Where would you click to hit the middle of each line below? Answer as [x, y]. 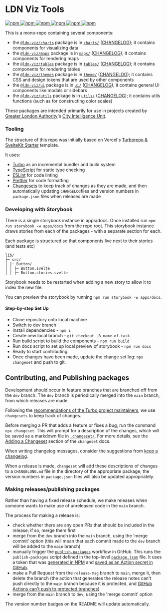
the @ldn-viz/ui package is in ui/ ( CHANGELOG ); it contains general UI [86, 85]
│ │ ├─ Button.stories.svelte [37, 273]
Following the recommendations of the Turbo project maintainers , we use [80, 410]
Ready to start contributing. [40, 351]
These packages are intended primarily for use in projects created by [76, 111]
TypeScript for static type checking [49, 170]
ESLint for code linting [35, 175]
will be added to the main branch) [46, 546]
